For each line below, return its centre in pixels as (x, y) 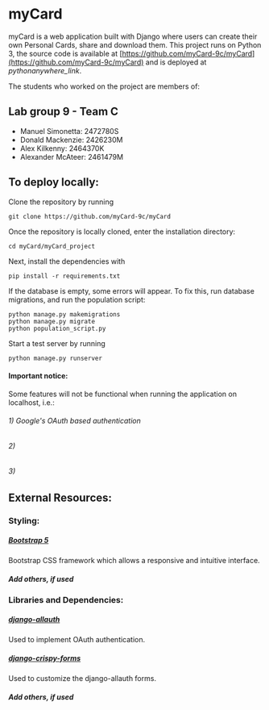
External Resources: (60, 498)
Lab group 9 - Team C (64, 112)
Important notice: (38, 376)
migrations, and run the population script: (77, 299)
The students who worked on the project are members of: (104, 86)
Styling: (24, 521)
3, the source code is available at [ (65, 53)
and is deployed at (176, 62)
